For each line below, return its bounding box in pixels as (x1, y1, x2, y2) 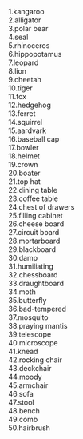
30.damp (8, 253, 38, 262)
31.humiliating (8, 261, 54, 271)
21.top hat (8, 177, 41, 186)
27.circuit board (8, 228, 60, 237)
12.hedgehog (8, 100, 52, 110)
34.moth (8, 287, 36, 297)
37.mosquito (8, 313, 49, 322)
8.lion (8, 66, 26, 75)
